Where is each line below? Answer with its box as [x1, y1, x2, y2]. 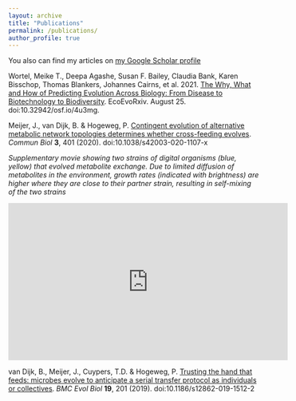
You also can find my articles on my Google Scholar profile [8, 56, 201, 66]
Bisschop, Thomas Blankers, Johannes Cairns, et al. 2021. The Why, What [8, 80, 251, 89]
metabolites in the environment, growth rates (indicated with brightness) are [8, 170, 259, 180]
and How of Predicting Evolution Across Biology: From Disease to [8, 89, 223, 98]
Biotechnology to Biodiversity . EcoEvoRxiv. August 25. [8, 97, 186, 106]
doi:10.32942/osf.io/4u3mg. [8, 105, 100, 115]
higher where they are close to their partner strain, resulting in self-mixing [8, 179, 251, 189]
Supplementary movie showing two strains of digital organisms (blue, [8, 153, 237, 163]
